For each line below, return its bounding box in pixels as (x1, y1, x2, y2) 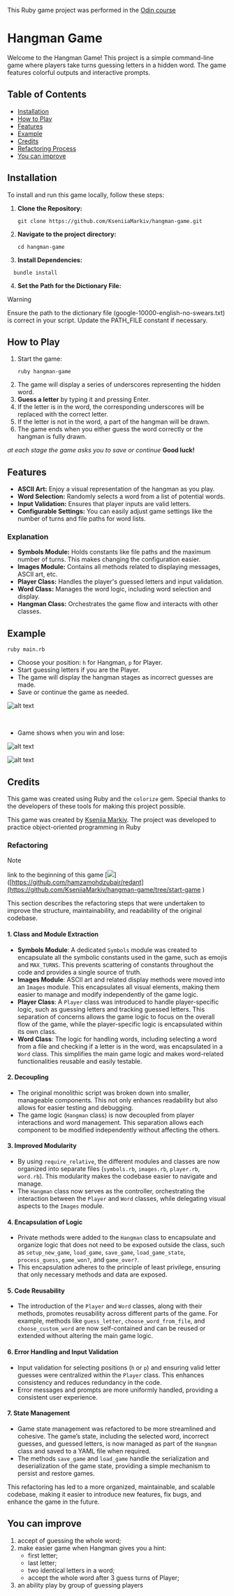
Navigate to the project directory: (17, 230, 117, 238)
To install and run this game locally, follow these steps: (7, 190, 165, 199)
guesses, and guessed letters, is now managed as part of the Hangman (17, 1439, 218, 1448)
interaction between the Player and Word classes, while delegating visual (17, 1195, 226, 1203)
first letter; (27, 1551, 58, 1560)
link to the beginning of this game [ (7, 870, 108, 879)
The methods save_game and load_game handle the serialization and (17, 1454, 210, 1462)
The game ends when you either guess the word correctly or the (17, 425, 203, 433)
